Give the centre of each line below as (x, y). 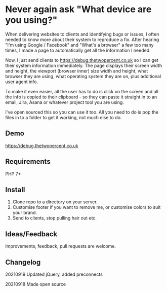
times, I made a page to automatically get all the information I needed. (78, 50)
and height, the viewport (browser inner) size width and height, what (77, 71)
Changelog (23, 262)
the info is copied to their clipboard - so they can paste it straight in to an (81, 97)
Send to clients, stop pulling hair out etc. (55, 218)
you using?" (31, 20)
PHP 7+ (13, 174)
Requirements (28, 161)
